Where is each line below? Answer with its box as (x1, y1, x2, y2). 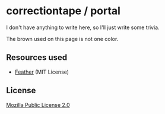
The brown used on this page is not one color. (6, 35, 119, 42)
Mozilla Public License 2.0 (6, 101, 70, 108)
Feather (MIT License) (14, 68, 69, 75)
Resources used (6, 52, 67, 63)
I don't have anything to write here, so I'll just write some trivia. (6, 24, 160, 31)
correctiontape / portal (6, 4, 120, 18)
